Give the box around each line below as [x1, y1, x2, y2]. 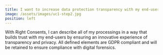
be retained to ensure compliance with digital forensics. [5, 44, 116, 51]
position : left [5, 16, 36, 21]
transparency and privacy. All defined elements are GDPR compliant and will [5, 40, 157, 45]
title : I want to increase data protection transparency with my [5, 7, 140, 12]
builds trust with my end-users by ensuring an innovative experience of [5, 34, 148, 40]
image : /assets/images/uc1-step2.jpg [5, 12, 81, 16]
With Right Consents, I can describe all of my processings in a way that [5, 29, 147, 35]
